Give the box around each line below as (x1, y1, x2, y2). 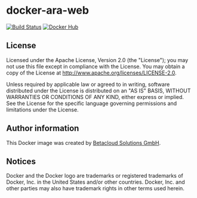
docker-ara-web (6, 4, 90, 17)
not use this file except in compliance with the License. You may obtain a (6, 63, 185, 70)
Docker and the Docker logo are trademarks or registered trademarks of (6, 172, 183, 180)
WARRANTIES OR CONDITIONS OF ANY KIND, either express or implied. (6, 93, 184, 100)
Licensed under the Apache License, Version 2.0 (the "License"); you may (6, 56, 189, 63)
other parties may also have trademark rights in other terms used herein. (6, 185, 185, 192)
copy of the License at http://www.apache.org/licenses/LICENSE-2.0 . (6, 69, 177, 76)
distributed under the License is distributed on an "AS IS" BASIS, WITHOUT (6, 87, 191, 94)
